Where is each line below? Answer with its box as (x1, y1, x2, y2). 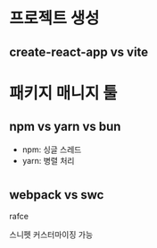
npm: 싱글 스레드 (21, 144, 82, 155)
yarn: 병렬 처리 (21, 155, 75, 166)
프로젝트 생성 (9, 8, 100, 29)
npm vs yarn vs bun (9, 119, 121, 134)
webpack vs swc (9, 187, 104, 202)
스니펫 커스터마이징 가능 (9, 229, 94, 240)
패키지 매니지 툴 (9, 82, 118, 103)
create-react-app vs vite (9, 44, 149, 59)
